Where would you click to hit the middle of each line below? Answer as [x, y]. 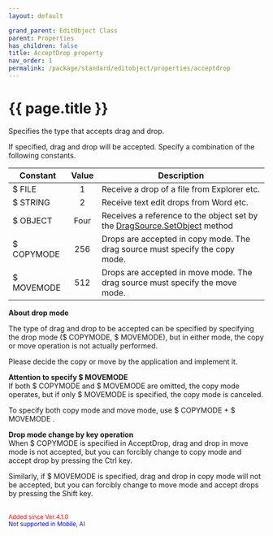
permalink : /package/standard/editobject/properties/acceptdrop [119, 69]
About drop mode [39, 313]
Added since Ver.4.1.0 [39, 517]
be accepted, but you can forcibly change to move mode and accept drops [134, 485]
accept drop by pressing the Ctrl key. [70, 460]
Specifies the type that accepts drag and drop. [87, 131]
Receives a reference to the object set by [180, 215]
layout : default [36, 16]
